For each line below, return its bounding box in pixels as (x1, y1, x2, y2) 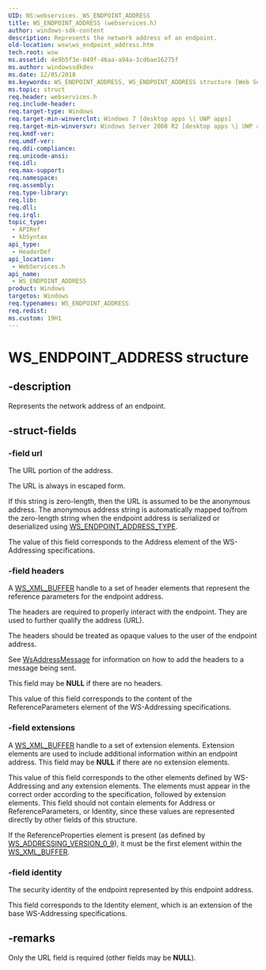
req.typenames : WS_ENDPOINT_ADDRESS (8, 299, 129, 307)
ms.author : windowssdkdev (8, 64, 93, 71)
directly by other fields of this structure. (8, 814, 138, 824)
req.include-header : (8, 100, 77, 108)
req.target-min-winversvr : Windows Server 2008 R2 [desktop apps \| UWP (8, 122, 253, 130)
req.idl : (8, 160, 37, 167)
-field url (8, 448, 43, 459)
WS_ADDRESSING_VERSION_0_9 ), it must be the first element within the (8, 838, 242, 848)
